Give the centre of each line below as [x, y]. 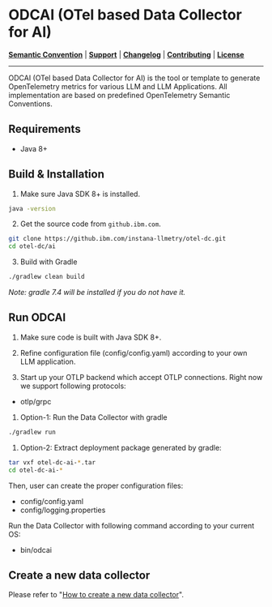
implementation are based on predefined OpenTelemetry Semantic [119, 95]
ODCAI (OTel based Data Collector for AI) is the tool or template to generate [134, 78]
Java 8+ [34, 148]
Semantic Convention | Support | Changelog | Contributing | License [126, 54]
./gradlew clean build [47, 277]
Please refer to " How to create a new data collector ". [96, 595]
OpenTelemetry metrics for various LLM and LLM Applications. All [118, 86]
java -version [32, 208]
